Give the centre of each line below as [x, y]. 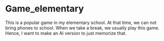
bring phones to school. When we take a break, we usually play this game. [83, 27]
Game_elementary [45, 9]
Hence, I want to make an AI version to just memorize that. [66, 33]
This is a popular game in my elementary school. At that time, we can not [81, 22]
